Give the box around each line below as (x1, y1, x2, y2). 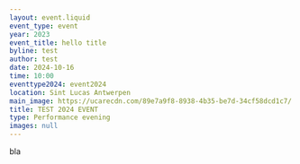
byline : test (9, 47, 59, 56)
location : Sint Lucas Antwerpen (9, 88, 131, 97)
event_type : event (9, 22, 78, 30)
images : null (9, 122, 59, 131)
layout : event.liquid (9, 13, 91, 22)
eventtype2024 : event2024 (9, 80, 106, 89)
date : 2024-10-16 (9, 64, 75, 73)
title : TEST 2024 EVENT (9, 105, 99, 114)
